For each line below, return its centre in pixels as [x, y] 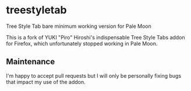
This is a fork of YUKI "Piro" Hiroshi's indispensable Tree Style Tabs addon [95, 37]
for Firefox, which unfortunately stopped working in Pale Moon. [82, 43]
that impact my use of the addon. [46, 82]
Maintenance [31, 62]
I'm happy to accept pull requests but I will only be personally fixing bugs [94, 75]
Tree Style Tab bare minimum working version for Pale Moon [79, 26]
